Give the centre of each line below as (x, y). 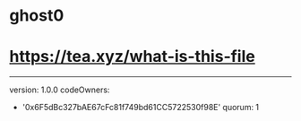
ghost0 (37, 16)
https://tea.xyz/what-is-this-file (132, 57)
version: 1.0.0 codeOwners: (60, 90)
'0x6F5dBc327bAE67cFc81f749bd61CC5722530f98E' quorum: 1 (141, 108)
